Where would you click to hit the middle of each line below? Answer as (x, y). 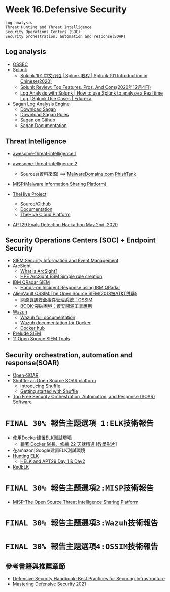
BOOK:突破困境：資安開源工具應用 (56, 306)
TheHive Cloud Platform (45, 214)
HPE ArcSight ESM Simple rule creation (61, 277)
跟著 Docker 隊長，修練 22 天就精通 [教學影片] (69, 444)
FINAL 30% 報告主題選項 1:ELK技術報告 (79, 424)
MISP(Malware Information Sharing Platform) (59, 184)
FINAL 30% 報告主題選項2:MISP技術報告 (79, 489)
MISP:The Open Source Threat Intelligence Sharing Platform (75, 502)
